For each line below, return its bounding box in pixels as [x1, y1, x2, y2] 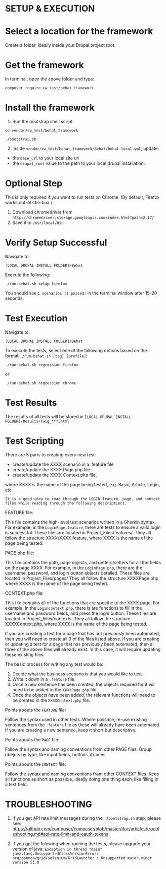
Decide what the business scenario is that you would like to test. [12, 671, 143, 677]
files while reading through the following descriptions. [5, 501, 127, 506]
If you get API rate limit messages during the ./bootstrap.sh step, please [12, 815, 162, 821]
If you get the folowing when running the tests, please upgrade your [12, 840, 151, 847]
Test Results [5, 397, 57, 408]
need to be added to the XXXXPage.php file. [12, 686, 98, 693]
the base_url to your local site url [12, 155, 80, 161]
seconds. [5, 295, 24, 301]
